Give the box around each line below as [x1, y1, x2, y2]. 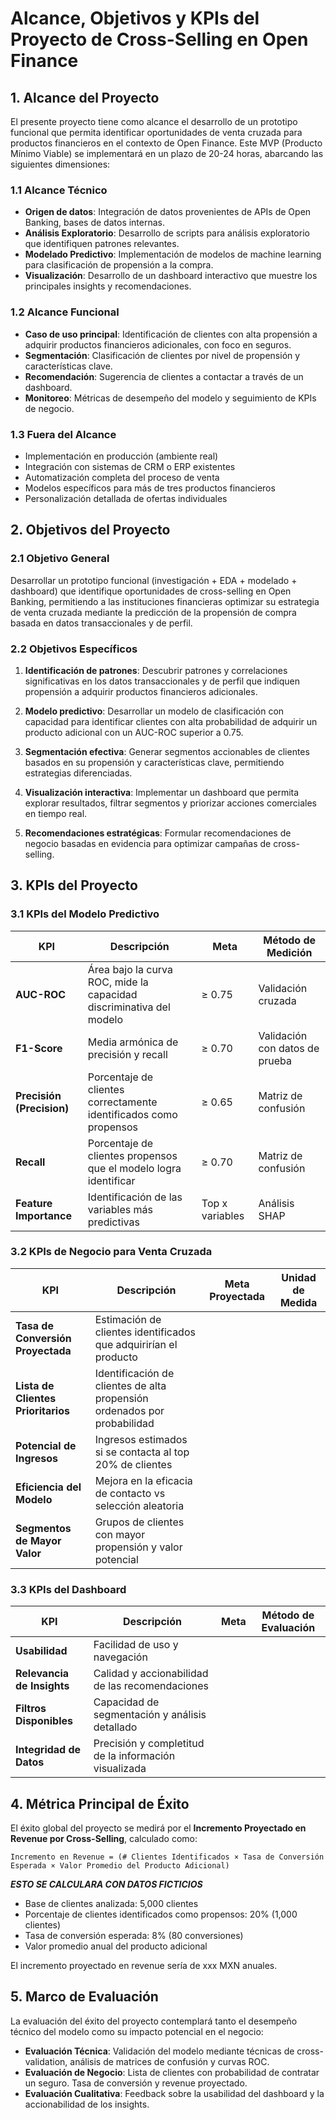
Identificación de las [87, 1190, 183, 1204]
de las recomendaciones [93, 1679, 210, 1693]
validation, [24, 2055, 68, 2067]
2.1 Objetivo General [10, 552, 110, 566]
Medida [279, 1295, 318, 1309]
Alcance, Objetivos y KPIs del [10, 7, 260, 30]
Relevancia [15, 1667, 70, 1681]
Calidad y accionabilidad [93, 1667, 209, 1681]
